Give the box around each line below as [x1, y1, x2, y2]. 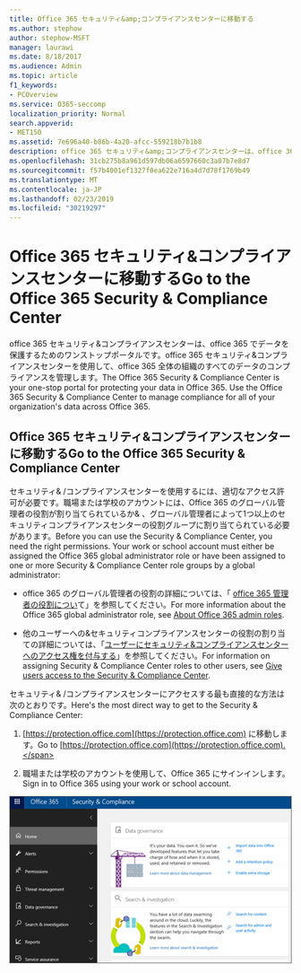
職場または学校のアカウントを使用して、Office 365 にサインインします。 [21, 767, 290, 778]
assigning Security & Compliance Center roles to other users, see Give [21, 660, 283, 671]
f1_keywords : [9, 81, 58, 90]
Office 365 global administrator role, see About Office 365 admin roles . [21, 609, 285, 619]
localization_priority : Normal [9, 109, 126, 118]
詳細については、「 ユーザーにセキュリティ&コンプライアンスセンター [38, 638, 289, 650]
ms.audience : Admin [9, 62, 82, 71]
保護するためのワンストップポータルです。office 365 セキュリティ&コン [9, 350, 273, 361]
